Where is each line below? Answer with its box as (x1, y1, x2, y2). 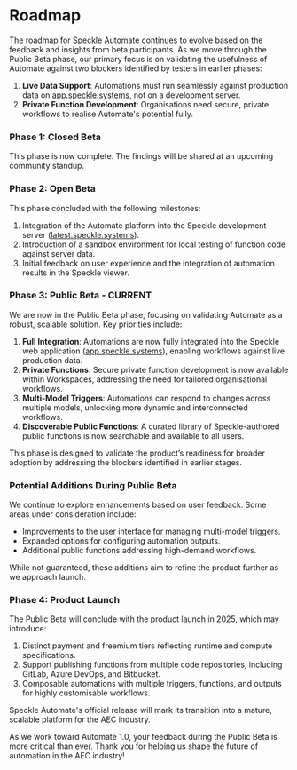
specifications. (21, 650, 76, 661)
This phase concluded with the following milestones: (9, 202, 201, 213)
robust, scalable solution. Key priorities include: (9, 319, 183, 329)
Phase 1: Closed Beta (9, 131, 102, 143)
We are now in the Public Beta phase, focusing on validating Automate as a (9, 309, 283, 320)
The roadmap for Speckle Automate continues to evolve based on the (9, 35, 263, 45)
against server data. (21, 248, 96, 258)
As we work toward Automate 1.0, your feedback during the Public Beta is (9, 732, 277, 742)
